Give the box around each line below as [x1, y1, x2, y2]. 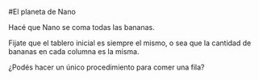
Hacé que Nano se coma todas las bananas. [8, 23, 155, 32]
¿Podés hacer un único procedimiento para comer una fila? [8, 62, 205, 72]
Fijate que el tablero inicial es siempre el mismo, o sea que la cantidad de [8, 38, 252, 48]
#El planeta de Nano [8, 7, 77, 16]
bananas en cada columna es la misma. [8, 47, 140, 56]
